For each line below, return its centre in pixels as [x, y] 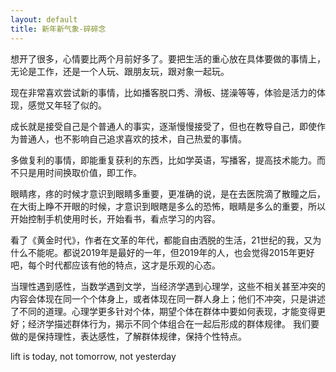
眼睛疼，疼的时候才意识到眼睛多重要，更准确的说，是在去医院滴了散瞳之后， [168, 193]
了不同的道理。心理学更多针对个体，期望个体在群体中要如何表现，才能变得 [163, 311]
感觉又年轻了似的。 [67, 105]
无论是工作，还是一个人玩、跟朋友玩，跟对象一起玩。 [120, 71]
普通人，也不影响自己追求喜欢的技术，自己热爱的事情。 [132, 138]
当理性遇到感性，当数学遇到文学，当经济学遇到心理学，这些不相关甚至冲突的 [168, 286]
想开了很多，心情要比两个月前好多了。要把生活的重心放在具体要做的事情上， [168, 58]
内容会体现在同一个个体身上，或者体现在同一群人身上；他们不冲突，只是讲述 [168, 298]
